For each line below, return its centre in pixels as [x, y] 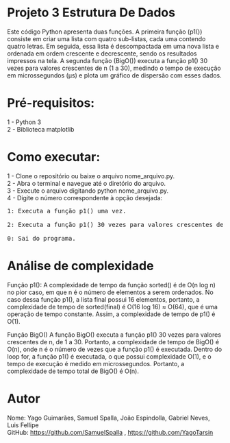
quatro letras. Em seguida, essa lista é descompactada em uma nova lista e [113, 46]
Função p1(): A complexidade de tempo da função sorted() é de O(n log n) [111, 285]
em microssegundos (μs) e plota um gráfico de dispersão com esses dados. [115, 75]
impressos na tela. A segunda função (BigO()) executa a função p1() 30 [107, 60]
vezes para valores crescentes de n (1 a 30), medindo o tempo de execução [114, 68]
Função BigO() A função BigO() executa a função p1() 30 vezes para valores [114, 335]
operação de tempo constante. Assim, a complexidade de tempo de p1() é [111, 314]
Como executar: [54, 157]
